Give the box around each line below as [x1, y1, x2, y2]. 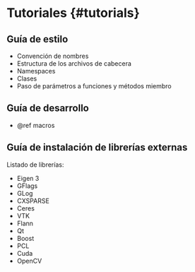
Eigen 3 [16, 174, 40, 182]
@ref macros [16, 121, 55, 129]
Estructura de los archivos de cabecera [16, 59, 132, 68]
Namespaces [16, 67, 56, 75]
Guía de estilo [6, 33, 69, 45]
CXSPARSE [16, 196, 50, 205]
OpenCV [16, 256, 42, 265]
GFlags [16, 182, 38, 190]
